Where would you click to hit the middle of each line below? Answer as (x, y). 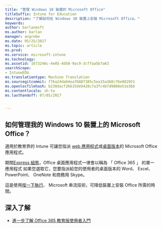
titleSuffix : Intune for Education (41, 14)
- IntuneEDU (17, 73)
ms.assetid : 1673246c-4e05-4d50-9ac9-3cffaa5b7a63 (57, 64)
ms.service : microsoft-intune (36, 55)
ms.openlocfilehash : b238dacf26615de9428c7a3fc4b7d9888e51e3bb (70, 86)
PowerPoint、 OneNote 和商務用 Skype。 (46, 175)
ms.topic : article (23, 46)
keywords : (15, 23)
